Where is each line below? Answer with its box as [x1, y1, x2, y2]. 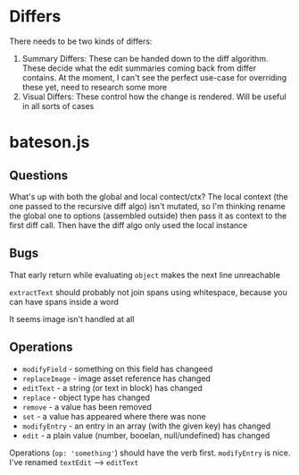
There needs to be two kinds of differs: [9, 36, 153, 47]
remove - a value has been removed [21, 401, 152, 412]
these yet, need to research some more [21, 81, 168, 92]
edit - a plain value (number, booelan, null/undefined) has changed [21, 429, 270, 440]
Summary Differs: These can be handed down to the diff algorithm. [21, 53, 269, 64]
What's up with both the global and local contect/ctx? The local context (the [9, 191, 288, 202]
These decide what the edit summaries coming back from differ [21, 63, 257, 73]
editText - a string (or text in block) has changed [21, 382, 203, 393]
